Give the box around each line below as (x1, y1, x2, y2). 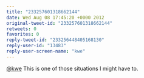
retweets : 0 (6, 25, 36, 32)
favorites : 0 (6, 31, 39, 37)
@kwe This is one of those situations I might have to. (6, 65, 139, 72)
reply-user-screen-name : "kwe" (6, 48, 86, 54)
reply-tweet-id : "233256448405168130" (6, 37, 105, 43)
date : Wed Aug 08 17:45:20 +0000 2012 (6, 15, 105, 21)
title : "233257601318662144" (6, 8, 80, 15)
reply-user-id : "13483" (6, 43, 67, 49)
